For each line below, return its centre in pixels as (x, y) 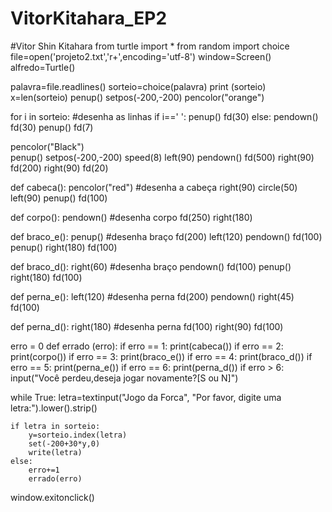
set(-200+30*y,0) (64, 443)
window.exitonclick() (52, 497)
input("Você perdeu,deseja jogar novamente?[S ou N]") (124, 378)
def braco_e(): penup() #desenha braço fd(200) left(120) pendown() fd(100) (166, 236)
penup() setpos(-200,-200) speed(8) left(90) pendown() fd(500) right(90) (162, 157)
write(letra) (55, 452)
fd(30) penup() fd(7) (52, 127)
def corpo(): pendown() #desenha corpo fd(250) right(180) (131, 217)
